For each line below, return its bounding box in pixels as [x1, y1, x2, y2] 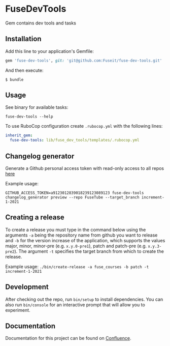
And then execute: [5, 67, 44, 73]
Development [5, 283, 49, 292]
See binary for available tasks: [5, 104, 69, 110]
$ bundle [5, 77, 24, 82]
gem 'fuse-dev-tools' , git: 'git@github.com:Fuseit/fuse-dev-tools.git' [5, 58, 162, 63]
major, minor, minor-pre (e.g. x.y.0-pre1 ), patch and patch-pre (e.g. [5, 243, 147, 249]
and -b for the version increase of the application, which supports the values [5, 237, 165, 243]
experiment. [5, 307, 30, 313]
